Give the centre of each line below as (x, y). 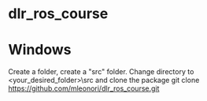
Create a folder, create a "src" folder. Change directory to (101, 72)
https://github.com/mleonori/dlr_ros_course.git (84, 88)
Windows (40, 50)
